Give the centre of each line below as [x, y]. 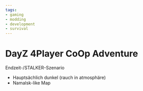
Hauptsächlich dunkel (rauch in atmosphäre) [59, 78]
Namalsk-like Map [32, 83]
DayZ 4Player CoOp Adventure [72, 54]
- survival [17, 29]
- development [20, 24]
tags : [11, 10]
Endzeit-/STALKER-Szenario [35, 68]
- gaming [15, 15]
